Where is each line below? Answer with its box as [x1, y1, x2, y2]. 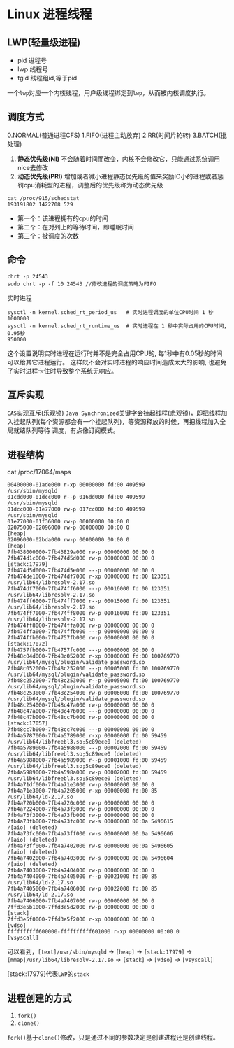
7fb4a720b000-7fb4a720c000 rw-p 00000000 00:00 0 [7, 800, 155, 807]
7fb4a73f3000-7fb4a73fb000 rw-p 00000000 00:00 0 [7, 812, 155, 819]
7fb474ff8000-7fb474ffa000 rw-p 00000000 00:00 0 [7, 622, 155, 630]
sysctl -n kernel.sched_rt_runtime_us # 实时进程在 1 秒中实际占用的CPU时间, [7, 323, 227, 330]
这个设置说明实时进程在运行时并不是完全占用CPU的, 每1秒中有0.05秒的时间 [7, 349, 223, 357]
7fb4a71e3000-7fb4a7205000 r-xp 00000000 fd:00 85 [7, 788, 158, 795]
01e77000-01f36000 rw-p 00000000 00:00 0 [7, 518, 130, 525]
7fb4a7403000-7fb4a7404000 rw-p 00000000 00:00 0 [7, 867, 155, 874]
